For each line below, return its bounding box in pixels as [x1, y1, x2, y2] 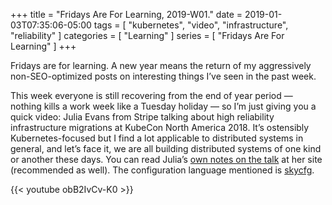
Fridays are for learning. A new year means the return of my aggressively [10, 60, 312, 71]
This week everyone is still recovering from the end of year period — [10, 90, 293, 101]
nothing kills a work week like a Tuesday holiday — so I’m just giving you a [10, 100, 317, 112]
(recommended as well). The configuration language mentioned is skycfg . [10, 164, 315, 176]
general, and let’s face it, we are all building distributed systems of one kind [10, 143, 322, 154]
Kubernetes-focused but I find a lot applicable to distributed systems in [10, 132, 304, 144]
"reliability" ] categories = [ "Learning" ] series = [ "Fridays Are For [10, 30, 285, 41]
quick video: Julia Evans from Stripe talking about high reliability [10, 111, 275, 123]
